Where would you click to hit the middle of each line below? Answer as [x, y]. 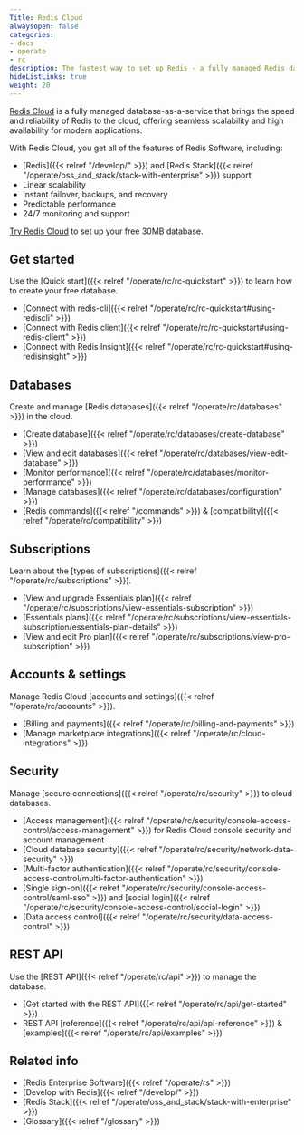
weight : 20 [30, 85]
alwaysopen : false [44, 26]
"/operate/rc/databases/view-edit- [224, 453]
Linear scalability [54, 184]
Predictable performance [69, 204]
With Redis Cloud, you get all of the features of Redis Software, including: [146, 148]
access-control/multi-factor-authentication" [104, 878]
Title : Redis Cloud [46, 18]
